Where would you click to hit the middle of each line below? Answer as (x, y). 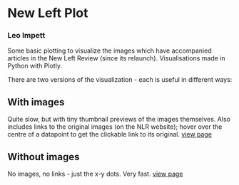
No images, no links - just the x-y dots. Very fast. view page (95, 174)
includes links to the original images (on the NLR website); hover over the (115, 127)
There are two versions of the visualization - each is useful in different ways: (120, 80)
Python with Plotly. (35, 66)
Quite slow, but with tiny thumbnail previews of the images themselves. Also (119, 120)
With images (36, 102)
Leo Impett (26, 36)
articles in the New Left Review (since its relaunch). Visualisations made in (116, 58)
